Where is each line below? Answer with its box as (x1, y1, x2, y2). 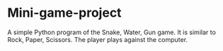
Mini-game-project (7, 5, 122, 21)
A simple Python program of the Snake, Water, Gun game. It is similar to (7, 28, 216, 36)
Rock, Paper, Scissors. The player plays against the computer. (7, 35, 188, 43)
